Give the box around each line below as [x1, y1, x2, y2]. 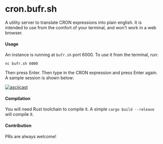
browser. [5, 30, 23, 36]
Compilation [5, 95, 31, 101]
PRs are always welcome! [5, 133, 57, 139]
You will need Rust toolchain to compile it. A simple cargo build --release [5, 106, 155, 112]
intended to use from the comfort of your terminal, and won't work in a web [5, 24, 157, 30]
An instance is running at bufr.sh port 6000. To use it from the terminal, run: [5, 52, 159, 58]
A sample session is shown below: [5, 75, 74, 81]
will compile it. [5, 111, 34, 117]
